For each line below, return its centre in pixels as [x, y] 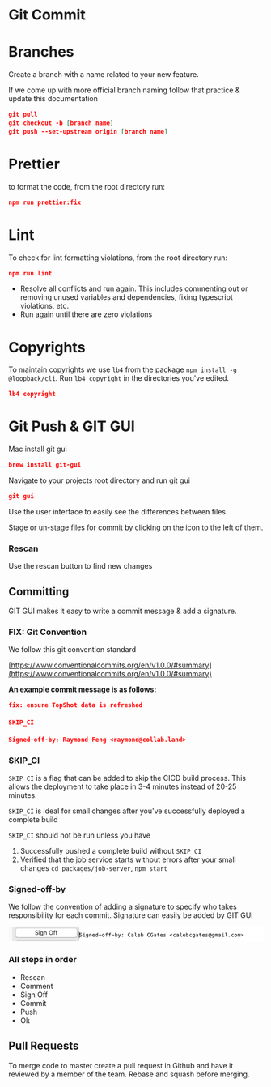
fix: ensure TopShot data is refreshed [76, 705]
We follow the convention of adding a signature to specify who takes [123, 907]
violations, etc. [44, 306]
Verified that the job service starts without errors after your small [128, 859]
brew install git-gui [45, 465]
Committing [39, 592]
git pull [23, 115]
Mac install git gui [38, 449]
